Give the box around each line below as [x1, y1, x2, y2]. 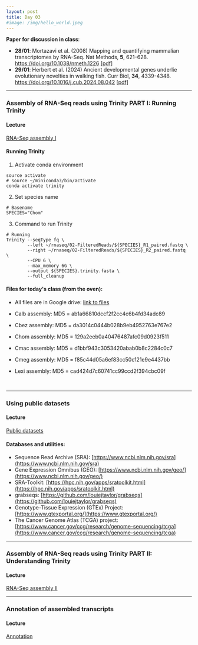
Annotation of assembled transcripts [6, 605, 114, 613]
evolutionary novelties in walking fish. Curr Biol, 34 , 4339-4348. [14, 72, 171, 80]
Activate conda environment [14, 161, 84, 168]
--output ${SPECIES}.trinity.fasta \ [27, 267, 120, 274]
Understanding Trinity [6, 557, 71, 565]
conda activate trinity [6, 183, 65, 189]
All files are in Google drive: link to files [14, 298, 110, 305]
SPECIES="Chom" [6, 209, 44, 216]
